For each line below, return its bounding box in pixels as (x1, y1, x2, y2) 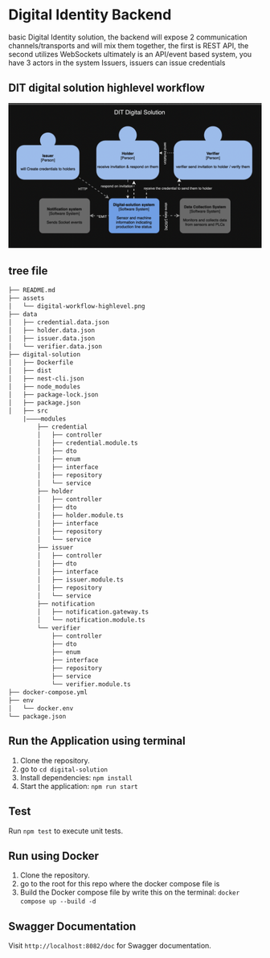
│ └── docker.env (8, 704, 74, 713)
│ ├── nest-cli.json (8, 374, 84, 383)
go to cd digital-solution (19, 764, 108, 774)
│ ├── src (8, 406, 48, 415)
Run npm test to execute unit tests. (8, 826, 123, 836)
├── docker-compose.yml (8, 688, 88, 697)
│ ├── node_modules (8, 382, 81, 391)
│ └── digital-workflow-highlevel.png (8, 302, 146, 310)
